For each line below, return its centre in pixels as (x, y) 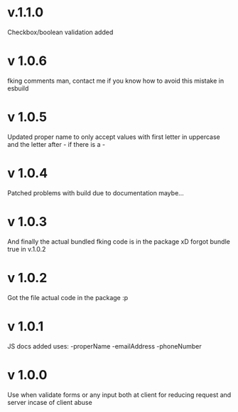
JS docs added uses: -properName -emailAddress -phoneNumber (104, 346)
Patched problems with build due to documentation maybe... (96, 192)
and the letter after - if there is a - (56, 144)
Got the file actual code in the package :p (68, 297)
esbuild (18, 88)
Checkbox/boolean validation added (60, 32)
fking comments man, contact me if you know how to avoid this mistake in (116, 81)
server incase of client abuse (50, 402)
